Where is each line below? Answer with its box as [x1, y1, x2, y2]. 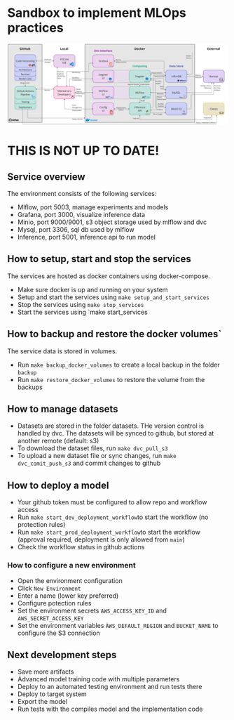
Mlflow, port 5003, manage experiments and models [17, 203, 169, 211]
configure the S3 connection [17, 629, 100, 637]
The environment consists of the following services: [7, 190, 157, 197]
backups [17, 383, 43, 391]
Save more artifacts [17, 667, 74, 676]
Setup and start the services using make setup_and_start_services [17, 293, 210, 301]
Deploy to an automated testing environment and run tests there [17, 683, 202, 691]
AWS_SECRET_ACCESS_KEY [17, 615, 84, 622]
